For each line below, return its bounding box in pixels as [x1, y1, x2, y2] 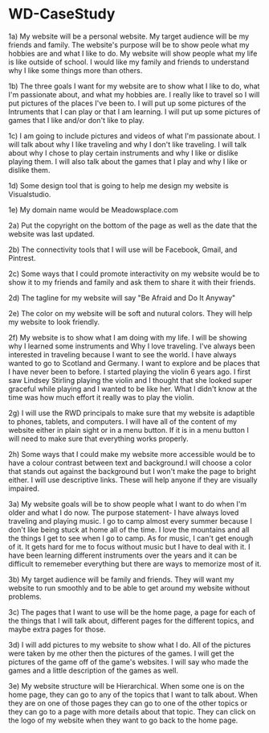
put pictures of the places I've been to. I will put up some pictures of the [8, 98, 247, 108]
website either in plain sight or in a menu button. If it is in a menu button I [8, 425, 249, 434]
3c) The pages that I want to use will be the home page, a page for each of [8, 607, 256, 616]
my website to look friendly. [8, 317, 100, 327]
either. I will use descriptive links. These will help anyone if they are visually [8, 475, 258, 484]
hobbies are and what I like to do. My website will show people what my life [8, 48, 258, 58]
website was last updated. [8, 229, 95, 238]
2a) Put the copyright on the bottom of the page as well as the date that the [8, 220, 258, 230]
